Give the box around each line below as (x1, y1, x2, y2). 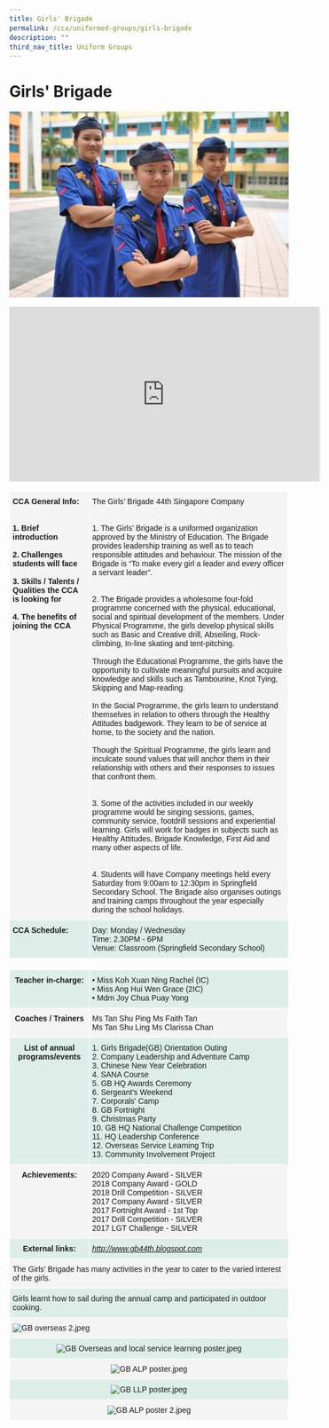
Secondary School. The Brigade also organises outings (91, 888, 282, 897)
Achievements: (21, 1170, 78, 1180)
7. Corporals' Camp (91, 1096, 160, 1107)
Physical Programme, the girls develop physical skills (91, 621, 275, 631)
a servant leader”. (91, 568, 153, 578)
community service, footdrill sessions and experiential (91, 817, 276, 826)
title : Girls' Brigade (9, 14, 93, 23)
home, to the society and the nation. (91, 728, 215, 738)
